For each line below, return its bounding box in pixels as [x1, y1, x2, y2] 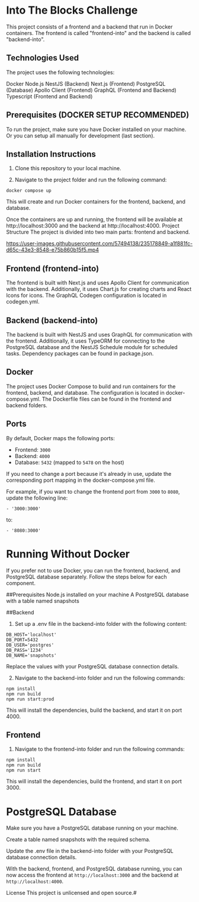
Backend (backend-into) [6, 315, 98, 325]
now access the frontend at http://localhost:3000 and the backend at [6, 872, 179, 879]
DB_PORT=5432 [6, 636, 38, 643]
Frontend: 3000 [14, 446, 51, 453]
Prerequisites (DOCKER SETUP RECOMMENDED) [6, 110, 190, 120]
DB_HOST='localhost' [6, 632, 57, 638]
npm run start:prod [6, 696, 54, 702]
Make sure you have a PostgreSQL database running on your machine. [6, 824, 179, 831]
